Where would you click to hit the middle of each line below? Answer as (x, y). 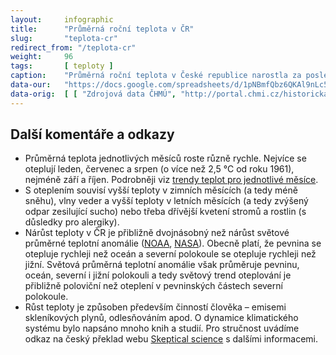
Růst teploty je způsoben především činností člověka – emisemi (155, 307)
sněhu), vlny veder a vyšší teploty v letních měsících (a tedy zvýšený (166, 201)
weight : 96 (42, 57)
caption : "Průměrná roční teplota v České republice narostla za (156, 76)
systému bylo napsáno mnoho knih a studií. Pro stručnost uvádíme (162, 328)
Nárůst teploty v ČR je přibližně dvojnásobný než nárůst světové (157, 233)
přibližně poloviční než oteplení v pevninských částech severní (153, 286)
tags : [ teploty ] (62, 66)
